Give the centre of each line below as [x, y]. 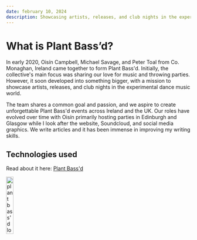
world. [14, 93]
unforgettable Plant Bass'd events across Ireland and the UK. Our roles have [98, 111]
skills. [13, 136]
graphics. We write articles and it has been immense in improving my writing [98, 130]
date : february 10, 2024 [36, 11]
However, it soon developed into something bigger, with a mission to [89, 81]
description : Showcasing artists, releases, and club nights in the [91, 17]
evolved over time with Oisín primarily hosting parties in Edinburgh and [91, 117]
